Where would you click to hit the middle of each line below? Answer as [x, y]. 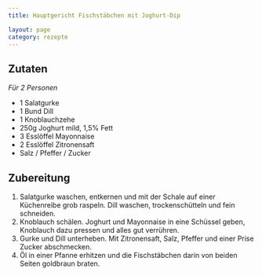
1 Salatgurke [39, 103]
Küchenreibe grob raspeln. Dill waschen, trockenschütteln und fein [127, 205]
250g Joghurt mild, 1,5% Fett [66, 128]
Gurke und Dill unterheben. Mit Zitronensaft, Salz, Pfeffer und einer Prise [136, 238]
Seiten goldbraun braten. [60, 263]
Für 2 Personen [33, 88]
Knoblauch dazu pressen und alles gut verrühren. [99, 230]
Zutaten [28, 69]
